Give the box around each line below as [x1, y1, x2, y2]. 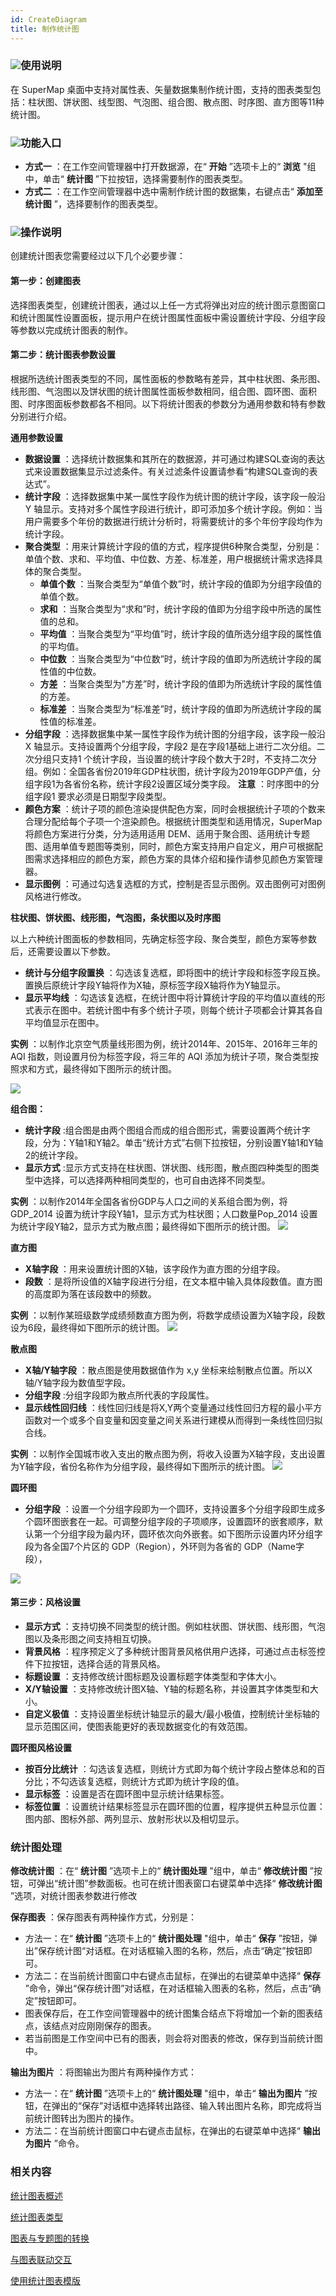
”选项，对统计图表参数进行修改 [10, 1890, 138, 1902]
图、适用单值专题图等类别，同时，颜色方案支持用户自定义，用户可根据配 [24, 840, 323, 852]
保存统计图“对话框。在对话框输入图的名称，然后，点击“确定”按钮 [37, 1945, 304, 1957]
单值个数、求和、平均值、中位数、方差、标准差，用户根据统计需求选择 [24, 552, 315, 565]
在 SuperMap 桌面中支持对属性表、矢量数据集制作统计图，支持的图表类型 [10, 83, 313, 95]
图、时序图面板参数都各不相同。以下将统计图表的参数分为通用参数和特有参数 [10, 397, 326, 410]
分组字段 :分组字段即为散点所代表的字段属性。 [24, 1389, 215, 1401]
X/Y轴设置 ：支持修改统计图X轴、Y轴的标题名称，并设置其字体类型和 [24, 1683, 310, 1695]
